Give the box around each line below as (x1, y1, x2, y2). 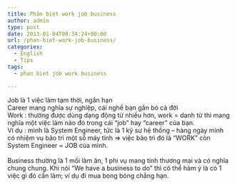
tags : (7, 63, 24, 70)
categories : (7, 43, 43, 50)
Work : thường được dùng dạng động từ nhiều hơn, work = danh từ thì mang (7, 111, 231, 119)
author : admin (7, 17, 50, 24)
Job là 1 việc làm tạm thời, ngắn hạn (7, 95, 113, 104)
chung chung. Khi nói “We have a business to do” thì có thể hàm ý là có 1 (7, 164, 222, 172)
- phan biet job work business (14, 70, 107, 77)
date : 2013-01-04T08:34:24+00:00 (7, 30, 107, 38)
